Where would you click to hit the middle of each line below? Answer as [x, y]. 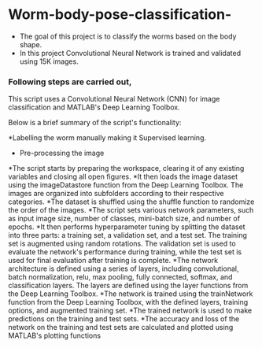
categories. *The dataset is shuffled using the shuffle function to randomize [131, 202]
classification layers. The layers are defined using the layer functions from [128, 286]
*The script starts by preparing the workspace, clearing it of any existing [126, 168]
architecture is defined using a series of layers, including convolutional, [124, 268]
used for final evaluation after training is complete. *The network [113, 261]
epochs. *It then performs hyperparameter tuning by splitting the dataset [127, 227]
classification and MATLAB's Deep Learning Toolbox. [94, 107]
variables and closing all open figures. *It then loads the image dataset [123, 177]
